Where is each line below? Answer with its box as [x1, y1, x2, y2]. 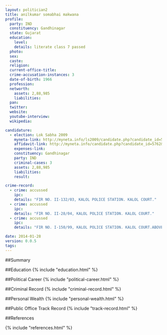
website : [9, 109, 28, 115]
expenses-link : [14, 146, 46, 151]
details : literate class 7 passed [14, 44, 85, 49]
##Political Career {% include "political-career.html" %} [5, 276, 119, 282]
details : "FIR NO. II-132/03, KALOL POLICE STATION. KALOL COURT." [14, 197, 157, 202]
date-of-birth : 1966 [9, 77, 52, 82]
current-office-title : [9, 68, 57, 73]
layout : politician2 [5, 7, 48, 12]
